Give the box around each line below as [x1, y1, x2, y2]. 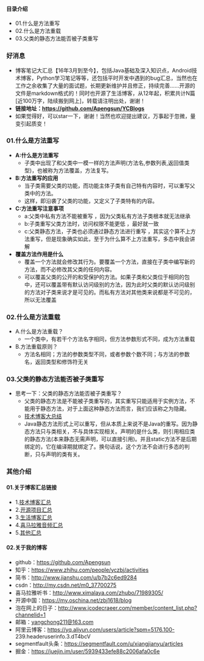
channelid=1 [15, 611, 46, 618]
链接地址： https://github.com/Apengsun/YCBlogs [15, 105, 145, 112]
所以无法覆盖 [24, 296, 57, 303]
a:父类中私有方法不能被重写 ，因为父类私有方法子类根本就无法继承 [24, 212, 191, 220]
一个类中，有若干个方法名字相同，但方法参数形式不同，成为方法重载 [24, 335, 195, 343]
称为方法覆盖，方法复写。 [47, 167, 112, 174]
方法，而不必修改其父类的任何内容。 [24, 265, 116, 273]
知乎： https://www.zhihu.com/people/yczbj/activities [15, 566, 149, 573]
